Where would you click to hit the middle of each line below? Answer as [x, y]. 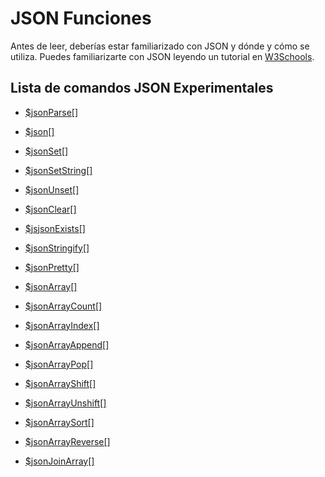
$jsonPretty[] [52, 267]
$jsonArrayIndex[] [62, 325]
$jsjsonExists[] [55, 228]
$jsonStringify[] [57, 248]
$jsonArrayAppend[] [67, 344]
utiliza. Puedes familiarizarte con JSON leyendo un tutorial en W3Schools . [162, 56]
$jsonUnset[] [52, 189]
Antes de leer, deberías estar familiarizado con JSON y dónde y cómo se [160, 46]
